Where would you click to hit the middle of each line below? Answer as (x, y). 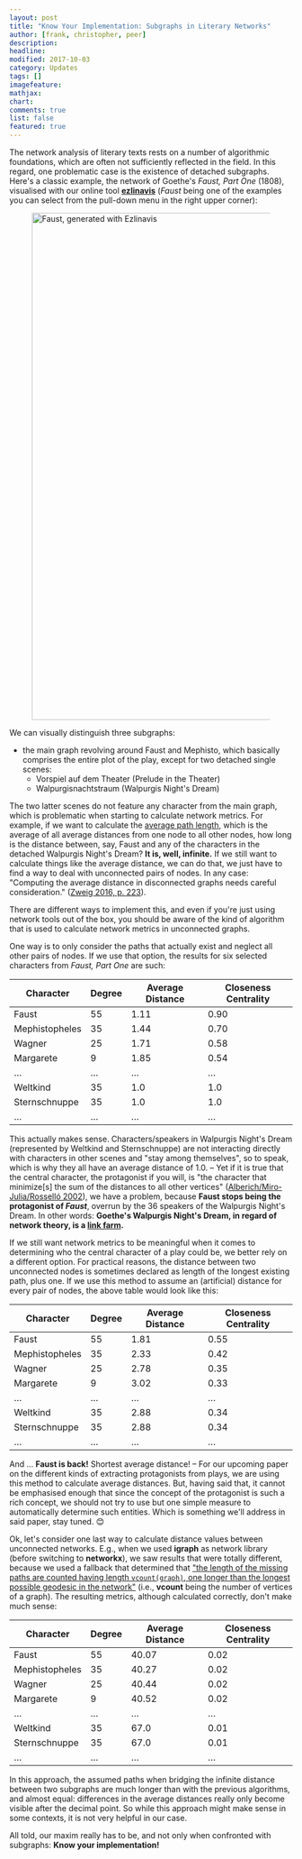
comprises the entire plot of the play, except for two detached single (149, 760)
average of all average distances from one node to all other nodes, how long (151, 834)
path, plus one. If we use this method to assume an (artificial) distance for (146, 1281)
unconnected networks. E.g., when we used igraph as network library (138, 1548)
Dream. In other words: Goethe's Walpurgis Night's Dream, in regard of (143, 1215)
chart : (22, 101)
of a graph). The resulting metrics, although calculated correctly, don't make (151, 1596)
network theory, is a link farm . (67, 1225)
